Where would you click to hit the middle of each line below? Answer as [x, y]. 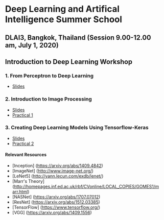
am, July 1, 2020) [32, 45]
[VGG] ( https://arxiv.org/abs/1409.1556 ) [52, 213]
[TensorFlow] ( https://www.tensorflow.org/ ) [56, 207]
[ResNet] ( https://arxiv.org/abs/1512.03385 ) [56, 202]
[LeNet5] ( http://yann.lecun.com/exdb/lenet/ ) [58, 176]
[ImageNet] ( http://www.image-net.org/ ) [53, 171]
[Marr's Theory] [28, 181]
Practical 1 [23, 115]
